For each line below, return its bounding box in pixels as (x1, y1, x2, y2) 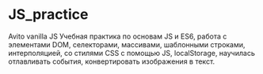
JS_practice (8, 6, 89, 24)
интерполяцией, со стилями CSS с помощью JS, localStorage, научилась (8, 48, 255, 57)
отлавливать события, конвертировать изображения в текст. (8, 57, 215, 66)
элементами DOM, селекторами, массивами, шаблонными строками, (8, 39, 246, 49)
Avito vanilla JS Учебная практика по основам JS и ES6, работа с (8, 31, 227, 41)
